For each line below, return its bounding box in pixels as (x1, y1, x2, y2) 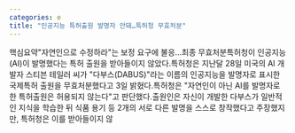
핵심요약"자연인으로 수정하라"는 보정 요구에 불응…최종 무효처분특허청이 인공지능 (9, 46, 286, 58)
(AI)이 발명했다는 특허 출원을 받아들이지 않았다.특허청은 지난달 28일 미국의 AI (9, 58, 276, 68)
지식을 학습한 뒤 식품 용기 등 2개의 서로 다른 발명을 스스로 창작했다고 (18, 102, 255, 113)
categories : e (9, 12, 62, 22)
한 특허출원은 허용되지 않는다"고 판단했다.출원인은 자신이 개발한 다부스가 (9, 90, 260, 102)
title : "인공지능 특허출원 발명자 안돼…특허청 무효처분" (9, 21, 187, 30)
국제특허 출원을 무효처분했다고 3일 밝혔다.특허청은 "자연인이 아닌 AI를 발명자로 (9, 80, 281, 90)
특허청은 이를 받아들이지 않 (20, 113, 113, 124)
